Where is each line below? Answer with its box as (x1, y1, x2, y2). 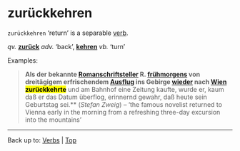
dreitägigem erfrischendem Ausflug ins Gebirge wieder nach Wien (24, 77, 227, 86)
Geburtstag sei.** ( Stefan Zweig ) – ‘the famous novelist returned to (24, 100, 223, 108)
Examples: (7, 56, 38, 65)
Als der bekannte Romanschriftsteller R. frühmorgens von (24, 70, 201, 78)
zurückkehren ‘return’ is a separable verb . (7, 28, 129, 37)
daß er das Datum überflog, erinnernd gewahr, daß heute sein (24, 93, 207, 101)
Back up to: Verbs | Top (7, 135, 77, 144)
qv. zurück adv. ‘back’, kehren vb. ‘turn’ (7, 42, 126, 51)
